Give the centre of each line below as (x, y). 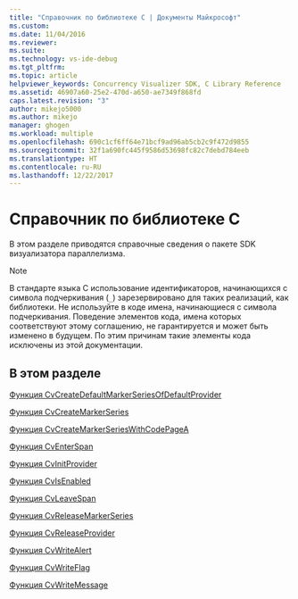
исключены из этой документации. (76, 345)
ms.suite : (28, 51)
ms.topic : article (43, 76)
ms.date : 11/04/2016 (48, 34)
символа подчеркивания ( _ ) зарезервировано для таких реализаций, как (149, 298)
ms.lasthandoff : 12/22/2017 (62, 175)
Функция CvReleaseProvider (62, 533)
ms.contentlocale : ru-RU (55, 167)
